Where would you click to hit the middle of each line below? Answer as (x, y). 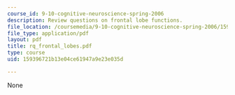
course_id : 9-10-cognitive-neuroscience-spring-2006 (86, 14)
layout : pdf (24, 40)
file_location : (29, 27)
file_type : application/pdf (48, 33)
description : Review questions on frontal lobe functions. (95, 20)
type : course (26, 53)
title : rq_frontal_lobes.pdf (50, 46)
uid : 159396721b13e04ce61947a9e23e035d (65, 59)
